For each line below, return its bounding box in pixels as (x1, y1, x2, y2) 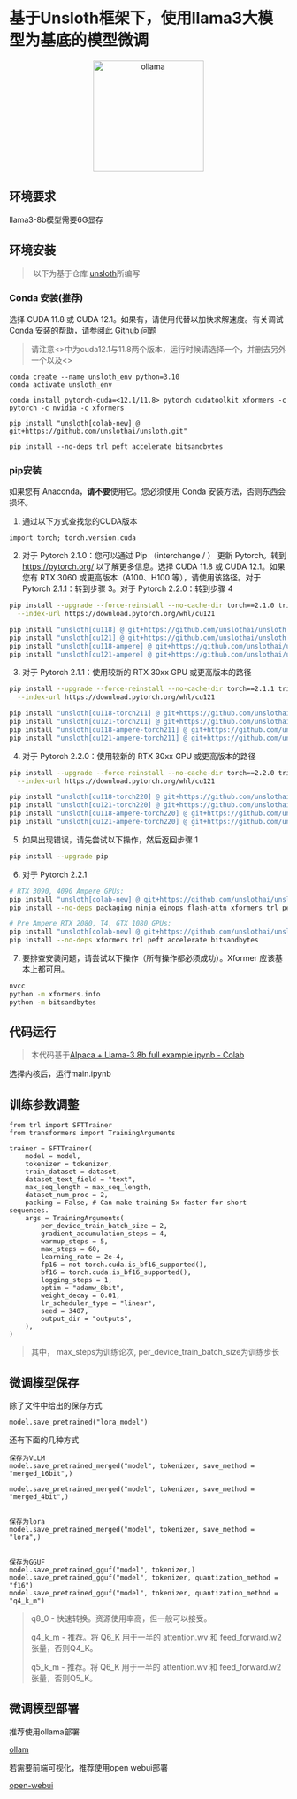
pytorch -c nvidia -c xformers (9, 404, 125, 412)
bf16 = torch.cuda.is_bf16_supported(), (41, 1268, 192, 1277)
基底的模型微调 (40, 30, 149, 50)
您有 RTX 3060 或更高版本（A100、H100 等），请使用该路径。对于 (21, 573, 262, 583)
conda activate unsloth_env (9, 380, 113, 389)
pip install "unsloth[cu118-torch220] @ (9, 793, 161, 802)
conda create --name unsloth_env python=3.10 (9, 373, 179, 381)
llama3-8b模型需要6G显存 (9, 214, 104, 225)
